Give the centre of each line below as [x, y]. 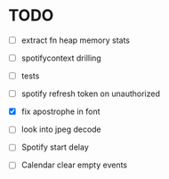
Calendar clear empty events [74, 165]
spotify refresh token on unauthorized [91, 94]
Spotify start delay [55, 147]
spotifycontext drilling [61, 58]
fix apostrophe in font [60, 111]
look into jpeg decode [61, 129]
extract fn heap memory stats [76, 40]
